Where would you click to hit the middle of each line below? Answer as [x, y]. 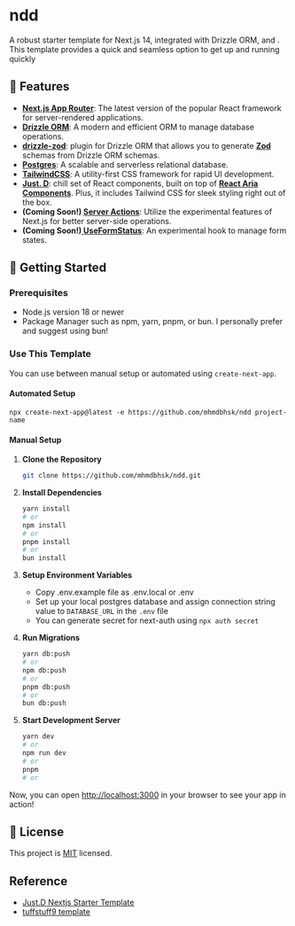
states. [34, 239]
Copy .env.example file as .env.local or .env [115, 592]
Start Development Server [71, 720]
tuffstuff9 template [56, 912]
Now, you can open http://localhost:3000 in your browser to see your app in [147, 795]
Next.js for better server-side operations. [97, 221]
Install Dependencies [62, 493]
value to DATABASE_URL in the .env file [101, 611]
